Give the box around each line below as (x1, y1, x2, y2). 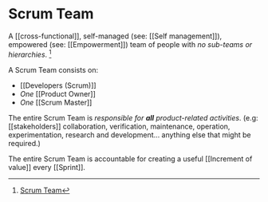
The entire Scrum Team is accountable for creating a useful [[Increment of (8, 153, 253, 164)
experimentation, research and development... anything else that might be (8, 129, 251, 140)
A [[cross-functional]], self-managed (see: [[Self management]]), (8, 31, 223, 41)
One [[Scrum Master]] (19, 97, 93, 107)
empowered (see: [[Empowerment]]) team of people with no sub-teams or (8, 39, 253, 49)
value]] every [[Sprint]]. (8, 162, 86, 172)
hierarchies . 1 (8, 48, 52, 59)
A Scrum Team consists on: (8, 65, 98, 74)
